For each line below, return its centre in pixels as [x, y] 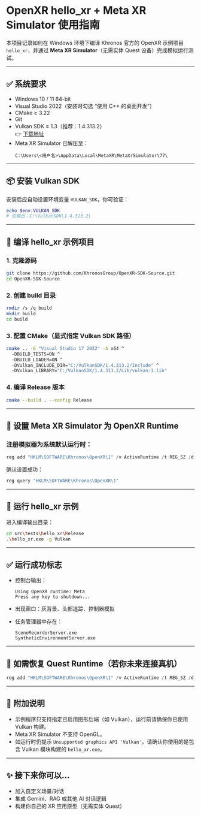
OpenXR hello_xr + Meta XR [76, 10]
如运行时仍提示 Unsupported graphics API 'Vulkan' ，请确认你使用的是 [102, 741]
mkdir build [21, 313]
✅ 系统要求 [26, 84]
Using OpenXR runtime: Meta [50, 592]
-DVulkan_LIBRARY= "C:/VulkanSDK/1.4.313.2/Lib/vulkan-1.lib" [89, 371]
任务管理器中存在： [39, 621]
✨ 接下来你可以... [38, 776]
